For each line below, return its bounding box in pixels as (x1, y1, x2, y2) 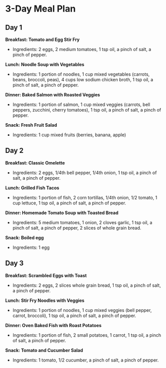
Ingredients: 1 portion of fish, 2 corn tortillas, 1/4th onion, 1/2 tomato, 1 (12, 194, 157, 200)
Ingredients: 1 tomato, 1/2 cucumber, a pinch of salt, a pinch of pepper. (12, 357, 159, 363)
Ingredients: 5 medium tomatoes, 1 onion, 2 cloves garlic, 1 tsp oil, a (12, 219, 152, 225)
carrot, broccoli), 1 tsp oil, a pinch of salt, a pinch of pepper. (12, 312, 137, 319)
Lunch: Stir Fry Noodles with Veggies (5, 297, 85, 303)
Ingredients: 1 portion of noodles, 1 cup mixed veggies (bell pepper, (12, 307, 152, 313)
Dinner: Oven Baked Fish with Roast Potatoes (5, 322, 102, 328)
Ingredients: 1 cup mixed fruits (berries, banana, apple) (12, 132, 126, 138)
